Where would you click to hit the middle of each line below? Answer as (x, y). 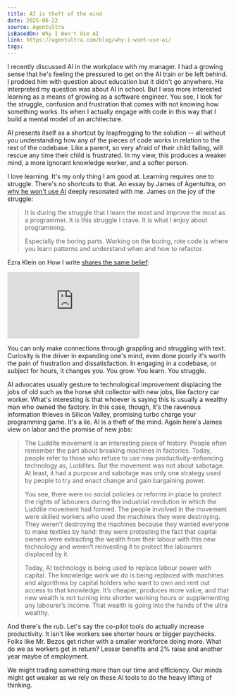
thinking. (20, 685)
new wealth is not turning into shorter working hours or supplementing (127, 598)
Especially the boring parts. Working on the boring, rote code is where (126, 241)
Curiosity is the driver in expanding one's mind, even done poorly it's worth (117, 356)
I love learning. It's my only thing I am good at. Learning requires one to (111, 176)
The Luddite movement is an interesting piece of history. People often (126, 443)
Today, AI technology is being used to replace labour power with (118, 568)
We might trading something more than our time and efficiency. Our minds (115, 670)
